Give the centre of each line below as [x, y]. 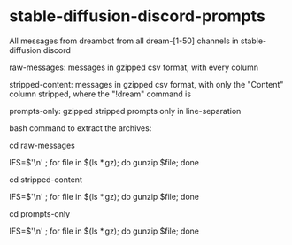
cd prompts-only [40, 213]
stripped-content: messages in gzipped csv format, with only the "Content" [146, 84]
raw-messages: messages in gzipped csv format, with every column [134, 67]
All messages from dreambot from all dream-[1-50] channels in [124, 41]
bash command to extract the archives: [81, 128]
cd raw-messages [42, 145]
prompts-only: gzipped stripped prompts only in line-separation [125, 111]
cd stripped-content [46, 180]
